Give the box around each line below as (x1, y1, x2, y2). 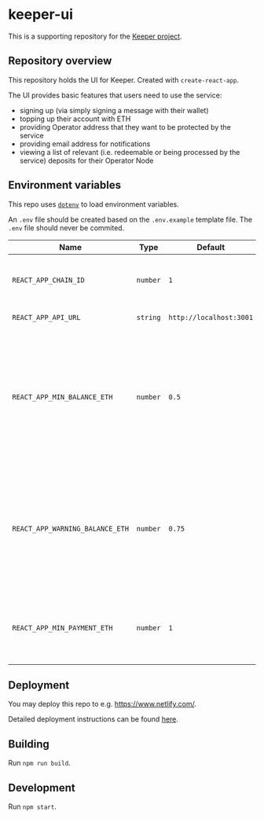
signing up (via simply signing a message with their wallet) (19, 105, 210, 115)
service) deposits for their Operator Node (19, 156, 154, 165)
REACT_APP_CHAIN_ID (12, 275, 85, 285)
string (136, 313, 161, 321)
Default (196, 241, 225, 252)
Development (8, 780, 76, 795)
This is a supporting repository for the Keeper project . (8, 31, 182, 41)
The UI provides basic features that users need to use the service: (8, 90, 222, 100)
